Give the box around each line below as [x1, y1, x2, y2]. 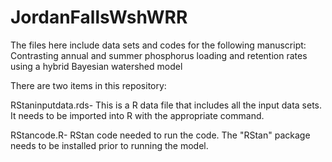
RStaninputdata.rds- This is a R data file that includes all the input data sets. [10, 99, 323, 111]
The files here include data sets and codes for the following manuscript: [10, 39, 307, 51]
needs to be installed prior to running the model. [10, 139, 209, 151]
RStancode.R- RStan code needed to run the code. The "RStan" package [10, 129, 311, 141]
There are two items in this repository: [10, 79, 167, 91]
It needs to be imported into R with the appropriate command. [10, 109, 265, 121]
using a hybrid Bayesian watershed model [10, 60, 183, 72]
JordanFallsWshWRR [10, 6, 188, 29]
